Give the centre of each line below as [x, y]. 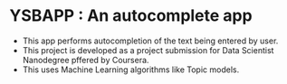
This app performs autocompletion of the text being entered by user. [150, 41]
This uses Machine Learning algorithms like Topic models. [131, 70]
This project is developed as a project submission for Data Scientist [148, 50]
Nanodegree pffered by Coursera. [86, 60]
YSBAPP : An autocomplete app [131, 16]
